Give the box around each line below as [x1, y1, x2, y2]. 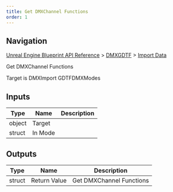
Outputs [6, 149, 37, 159]
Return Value [31, 176, 67, 184]
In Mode [32, 129, 56, 137]
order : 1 [6, 14, 28, 20]
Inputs [6, 92, 31, 102]
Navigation [6, 36, 47, 46]
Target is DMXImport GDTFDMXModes [6, 74, 101, 82]
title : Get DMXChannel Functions [6, 8, 89, 15]
